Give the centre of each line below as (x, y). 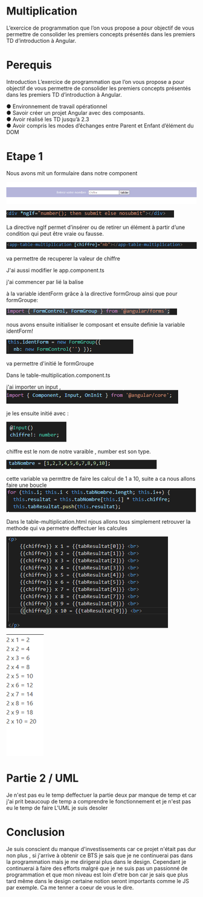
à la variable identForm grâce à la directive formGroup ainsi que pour (92, 294)
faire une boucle (27, 485)
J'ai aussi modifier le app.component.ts (55, 271)
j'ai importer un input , (34, 387)
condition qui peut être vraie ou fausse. (55, 233)
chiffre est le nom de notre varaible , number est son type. (79, 452)
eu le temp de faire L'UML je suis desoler (57, 808)
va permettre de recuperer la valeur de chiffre (63, 259)
